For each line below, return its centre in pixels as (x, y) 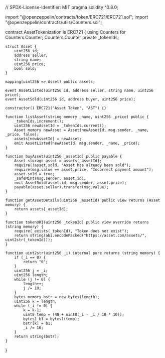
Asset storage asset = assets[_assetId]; (58, 161)
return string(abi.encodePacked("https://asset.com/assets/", (80, 235)
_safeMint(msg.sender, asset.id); (50, 178)
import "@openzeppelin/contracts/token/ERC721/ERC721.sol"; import (77, 17)
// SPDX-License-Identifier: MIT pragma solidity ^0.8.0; (62, 7)
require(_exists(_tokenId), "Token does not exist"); (71, 231)
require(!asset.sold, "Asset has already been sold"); (73, 165)
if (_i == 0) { (30, 258)
